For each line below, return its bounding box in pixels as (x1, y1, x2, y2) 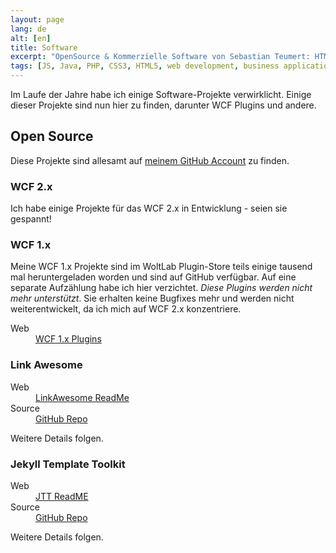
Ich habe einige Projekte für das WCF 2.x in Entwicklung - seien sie (10, 202, 288, 215)
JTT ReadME (35, 491, 89, 502)
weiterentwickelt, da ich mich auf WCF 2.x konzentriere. (10, 303, 242, 315)
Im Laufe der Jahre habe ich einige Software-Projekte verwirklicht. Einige (10, 89, 312, 100)
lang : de (10, 24, 47, 34)
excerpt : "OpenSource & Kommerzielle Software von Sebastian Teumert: (10, 52, 311, 62)
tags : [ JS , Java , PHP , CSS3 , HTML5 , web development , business (10, 61, 280, 71)
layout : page (10, 14, 65, 25)
